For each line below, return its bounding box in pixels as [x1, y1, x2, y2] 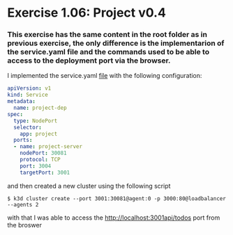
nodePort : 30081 [20, 149, 68, 157]
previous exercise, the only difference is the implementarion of [7, 38, 225, 48]
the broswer [7, 220, 42, 229]
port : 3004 [20, 162, 52, 170]
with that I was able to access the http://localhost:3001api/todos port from [7, 213, 220, 222]
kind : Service [7, 92, 49, 99]
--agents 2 [7, 201, 39, 208]
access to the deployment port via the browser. [7, 56, 171, 65]
